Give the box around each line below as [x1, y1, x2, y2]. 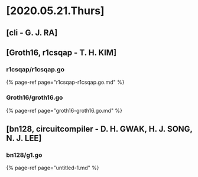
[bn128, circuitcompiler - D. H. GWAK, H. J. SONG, [6, 124, 193, 134]
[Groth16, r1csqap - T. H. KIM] [6, 47, 117, 57]
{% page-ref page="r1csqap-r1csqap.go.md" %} [6, 78, 125, 86]
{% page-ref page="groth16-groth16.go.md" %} [6, 107, 123, 114]
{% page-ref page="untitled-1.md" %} [6, 164, 99, 172]
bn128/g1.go [6, 150, 43, 159]
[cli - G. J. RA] [6, 28, 58, 38]
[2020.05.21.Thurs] [6, 4, 105, 18]
